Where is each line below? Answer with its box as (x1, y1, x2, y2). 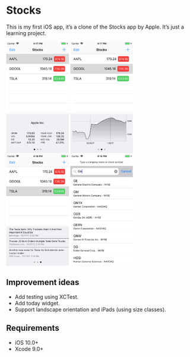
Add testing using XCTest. (14, 293, 79, 300)
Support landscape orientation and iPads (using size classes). (14, 306, 166, 313)
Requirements (6, 323, 59, 333)
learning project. (6, 29, 46, 36)
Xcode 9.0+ (14, 345, 44, 352)
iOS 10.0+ (14, 339, 39, 346)
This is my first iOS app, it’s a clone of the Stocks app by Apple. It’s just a (6, 23, 184, 30)
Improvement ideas (6, 277, 80, 287)
